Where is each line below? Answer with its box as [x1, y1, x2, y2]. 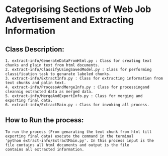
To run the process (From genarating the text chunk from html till [5, 129, 152, 134]
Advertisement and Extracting [5, 14, 134, 26]
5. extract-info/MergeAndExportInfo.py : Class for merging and [5, 94, 143, 99]
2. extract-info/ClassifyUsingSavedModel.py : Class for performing [5, 67, 152, 72]
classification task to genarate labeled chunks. [5, 71, 112, 76]
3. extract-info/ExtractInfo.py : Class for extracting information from [5, 76, 163, 81]
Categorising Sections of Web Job [5, 4, 151, 15]
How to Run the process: [5, 116, 84, 124]
